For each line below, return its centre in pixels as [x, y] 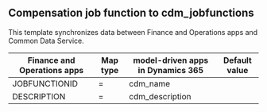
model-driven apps [171, 60]
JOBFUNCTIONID [45, 83]
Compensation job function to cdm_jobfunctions [131, 13]
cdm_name [150, 83]
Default [237, 60]
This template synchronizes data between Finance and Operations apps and [133, 32]
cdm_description [160, 96]
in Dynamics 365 [171, 70]
